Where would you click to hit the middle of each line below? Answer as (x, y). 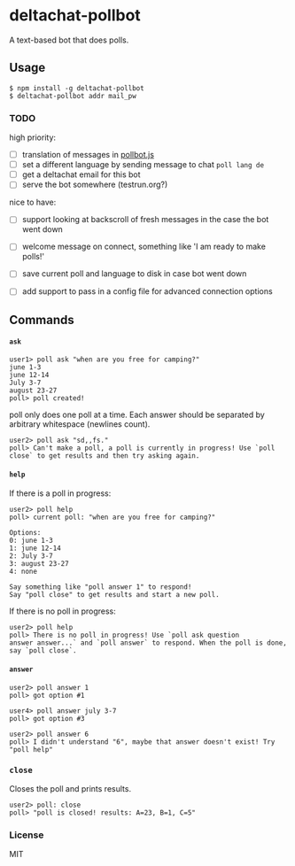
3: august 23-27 (39, 564)
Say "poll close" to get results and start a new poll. (114, 595)
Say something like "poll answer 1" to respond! (101, 587)
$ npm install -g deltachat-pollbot (77, 88)
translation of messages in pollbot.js (88, 155)
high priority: (32, 137)
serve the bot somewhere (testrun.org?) (95, 185)
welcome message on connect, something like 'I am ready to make (144, 247)
